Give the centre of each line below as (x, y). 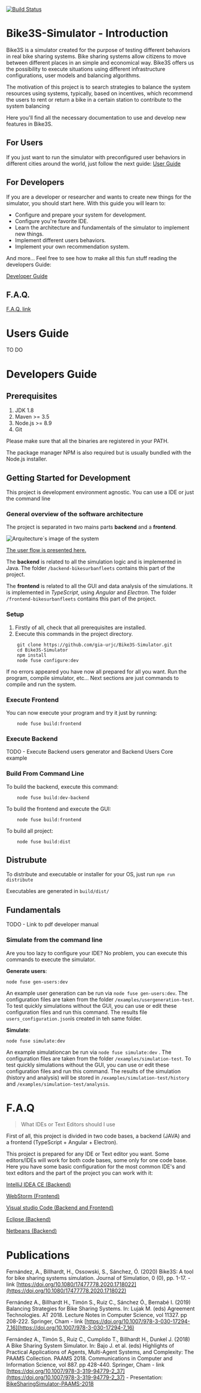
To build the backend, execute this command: (62, 787)
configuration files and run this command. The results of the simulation (94, 1071)
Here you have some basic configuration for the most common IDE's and (96, 1167)
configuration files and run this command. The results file (77, 1012)
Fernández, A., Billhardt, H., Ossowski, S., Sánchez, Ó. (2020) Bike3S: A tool (100, 1272)
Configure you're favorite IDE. (51, 221)
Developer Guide (27, 276)
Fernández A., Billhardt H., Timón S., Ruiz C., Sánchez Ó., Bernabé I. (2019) (99, 1302)
